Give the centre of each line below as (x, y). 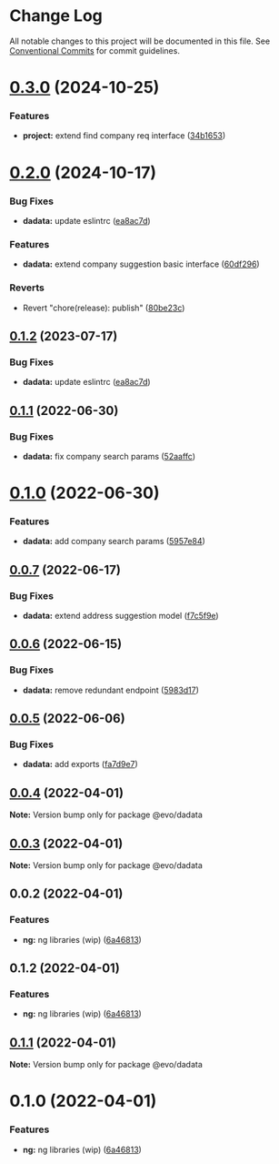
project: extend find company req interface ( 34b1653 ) (124, 136)
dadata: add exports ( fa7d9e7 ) (80, 764)
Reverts (27, 288)
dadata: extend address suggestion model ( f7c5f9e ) (121, 616)
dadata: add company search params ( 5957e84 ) (114, 542)
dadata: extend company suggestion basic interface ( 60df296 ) (141, 264)
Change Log (56, 16)
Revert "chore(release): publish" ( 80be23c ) (104, 308)
